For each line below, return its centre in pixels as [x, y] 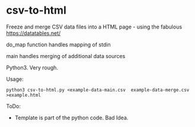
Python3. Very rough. [32, 67]
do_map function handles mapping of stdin [58, 45]
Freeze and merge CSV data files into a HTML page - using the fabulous [94, 27]
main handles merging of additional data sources [66, 56]
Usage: [15, 79]
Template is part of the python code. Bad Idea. [71, 118]
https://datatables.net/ [33, 33]
